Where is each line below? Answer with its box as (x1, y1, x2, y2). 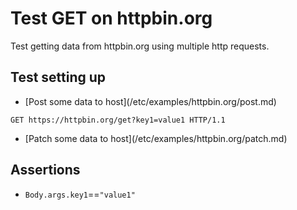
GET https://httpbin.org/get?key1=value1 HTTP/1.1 (10, 115, 226, 125)
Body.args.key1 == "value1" (24, 188, 136, 200)
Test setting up (10, 69, 107, 86)
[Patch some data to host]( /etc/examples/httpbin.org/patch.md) (24, 132, 288, 144)
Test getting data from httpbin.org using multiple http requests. (10, 40, 270, 52)
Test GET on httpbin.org (10, 7, 213, 30)
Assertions (10, 162, 81, 179)
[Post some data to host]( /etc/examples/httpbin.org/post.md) (24, 95, 277, 107)
